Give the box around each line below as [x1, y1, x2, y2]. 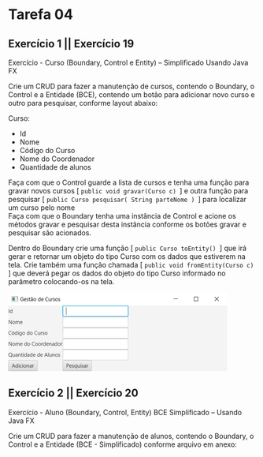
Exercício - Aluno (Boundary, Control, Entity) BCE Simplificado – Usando [8, 407, 243, 417]
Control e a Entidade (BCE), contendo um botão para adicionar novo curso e [8, 90, 255, 99]
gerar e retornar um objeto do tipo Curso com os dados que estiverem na [8, 252, 246, 261]
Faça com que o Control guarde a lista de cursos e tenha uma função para [8, 178, 250, 187]
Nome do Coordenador [19, 154, 95, 163]
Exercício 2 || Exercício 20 [8, 387, 139, 400]
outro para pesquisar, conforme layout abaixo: [8, 99, 158, 107]
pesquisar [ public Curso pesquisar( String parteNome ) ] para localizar [8, 195, 246, 204]
